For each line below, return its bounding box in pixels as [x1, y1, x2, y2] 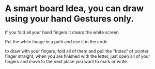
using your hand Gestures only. [5, 13, 134, 24]
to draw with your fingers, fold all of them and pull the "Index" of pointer [5, 48, 149, 54]
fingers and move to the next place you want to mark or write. [5, 58, 128, 64]
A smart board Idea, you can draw [5, 3, 144, 14]
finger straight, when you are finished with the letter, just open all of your [5, 53, 150, 59]
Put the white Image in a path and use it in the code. [5, 38, 109, 44]
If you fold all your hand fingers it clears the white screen [5, 29, 119, 35]
